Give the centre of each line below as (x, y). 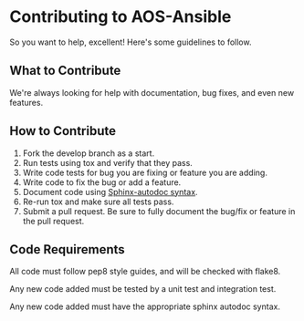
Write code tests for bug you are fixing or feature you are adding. (145, 172)
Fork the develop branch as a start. (89, 153)
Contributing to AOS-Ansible (121, 17)
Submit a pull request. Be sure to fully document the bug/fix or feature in (159, 211)
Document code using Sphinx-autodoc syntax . (110, 192)
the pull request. (53, 221)
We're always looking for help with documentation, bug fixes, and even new (152, 92)
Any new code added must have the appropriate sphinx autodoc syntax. (145, 306)
